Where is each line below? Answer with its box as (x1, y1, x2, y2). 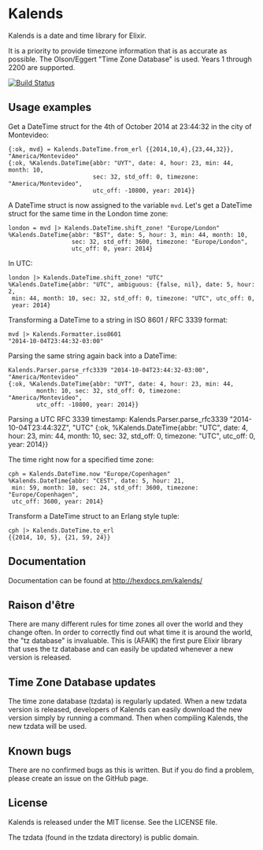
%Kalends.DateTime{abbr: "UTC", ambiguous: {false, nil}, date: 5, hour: (8, 280, 256, 288)
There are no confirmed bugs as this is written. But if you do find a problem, (8, 765, 254, 774)
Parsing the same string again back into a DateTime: (8, 351, 177, 360)
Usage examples (8, 101, 92, 114)
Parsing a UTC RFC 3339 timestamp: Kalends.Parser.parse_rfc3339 (8, 414, 228, 423)
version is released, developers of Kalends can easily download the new (8, 705, 243, 715)
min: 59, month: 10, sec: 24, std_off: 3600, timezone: (11, 483, 199, 492)
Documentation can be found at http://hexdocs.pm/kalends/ (8, 575, 203, 585)
